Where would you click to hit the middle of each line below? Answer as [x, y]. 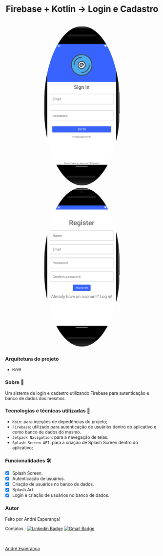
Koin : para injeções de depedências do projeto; [60, 421]
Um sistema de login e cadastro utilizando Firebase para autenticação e [77, 393]
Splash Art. [23, 490]
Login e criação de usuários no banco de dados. [61, 495]
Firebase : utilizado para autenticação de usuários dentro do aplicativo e [84, 427]
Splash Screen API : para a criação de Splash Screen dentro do [75, 442]
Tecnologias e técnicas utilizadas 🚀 [48, 411]
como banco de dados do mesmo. [47, 432]
